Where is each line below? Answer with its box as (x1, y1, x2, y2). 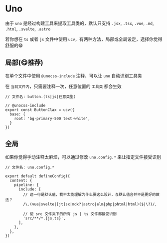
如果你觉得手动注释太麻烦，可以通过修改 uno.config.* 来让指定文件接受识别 (5, 153, 161, 160)
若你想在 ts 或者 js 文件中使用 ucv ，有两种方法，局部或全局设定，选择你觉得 (5, 36, 163, 42)
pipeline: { (14, 182, 39, 187)
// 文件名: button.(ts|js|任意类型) (5, 94, 76, 99)
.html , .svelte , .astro (5, 25, 51, 31)
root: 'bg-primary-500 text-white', (14, 116, 91, 121)
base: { (9, 111, 26, 116)
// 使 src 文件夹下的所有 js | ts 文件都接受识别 (23, 211, 117, 216)
